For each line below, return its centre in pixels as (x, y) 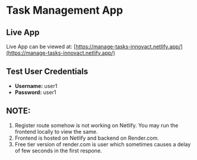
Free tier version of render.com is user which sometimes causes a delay (103, 144)
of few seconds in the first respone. (58, 150)
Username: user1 (36, 86)
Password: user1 (35, 92)
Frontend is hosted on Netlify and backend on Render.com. (87, 138)
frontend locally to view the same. (56, 131)
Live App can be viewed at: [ (41, 46)
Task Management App (65, 10)
